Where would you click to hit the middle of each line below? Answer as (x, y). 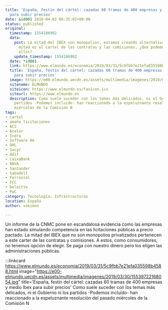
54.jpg (12, 282)
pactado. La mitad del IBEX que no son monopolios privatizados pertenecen (83, 235)
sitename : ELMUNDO (29, 84)
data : (15, 38)
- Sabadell (16, 173)
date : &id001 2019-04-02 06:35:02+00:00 (48, 19)
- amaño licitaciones (28, 122)
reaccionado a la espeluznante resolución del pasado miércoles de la (76, 298)
